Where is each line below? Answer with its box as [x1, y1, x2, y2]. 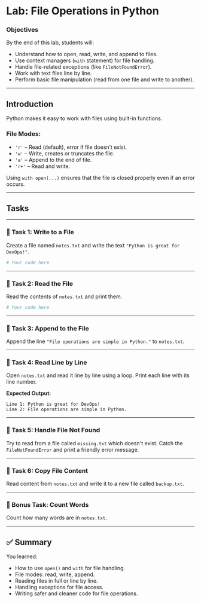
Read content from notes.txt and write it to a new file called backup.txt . [6, 480, 184, 487]
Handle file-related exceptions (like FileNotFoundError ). [14, 63, 152, 71]
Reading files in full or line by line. [14, 577, 98, 584]
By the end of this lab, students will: [6, 39, 95, 46]
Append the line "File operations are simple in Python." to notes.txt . [6, 338, 185, 345]
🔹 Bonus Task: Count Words [6, 500, 89, 509]
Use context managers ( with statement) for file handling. [14, 57, 155, 64]
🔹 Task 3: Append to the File [6, 324, 89, 332]
